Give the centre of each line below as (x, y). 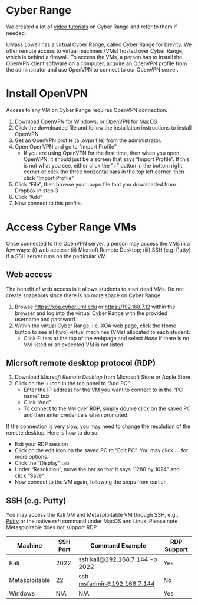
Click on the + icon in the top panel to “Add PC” (72, 384)
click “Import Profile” (49, 178)
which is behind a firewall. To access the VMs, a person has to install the (94, 57)
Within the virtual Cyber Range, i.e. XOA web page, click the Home (95, 326)
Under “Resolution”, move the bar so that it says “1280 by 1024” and (97, 469)
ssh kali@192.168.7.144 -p (118, 559)
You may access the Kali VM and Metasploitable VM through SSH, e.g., (92, 515)
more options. (32, 457)
